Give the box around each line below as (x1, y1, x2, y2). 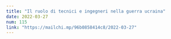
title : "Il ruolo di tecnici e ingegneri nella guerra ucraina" (6, 8, 166, 14)
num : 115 (6, 19, 27, 25)
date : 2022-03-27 (6, 14, 48, 19)
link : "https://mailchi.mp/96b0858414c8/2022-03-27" (6, 24, 137, 30)
